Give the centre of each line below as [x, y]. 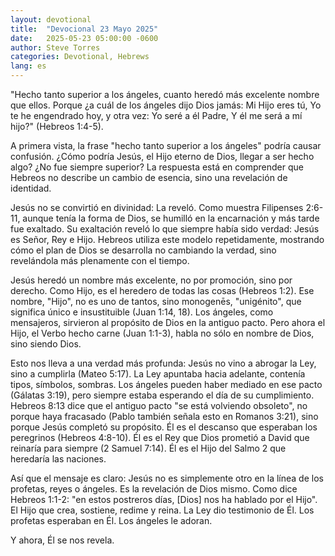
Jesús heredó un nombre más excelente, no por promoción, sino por [151, 280]
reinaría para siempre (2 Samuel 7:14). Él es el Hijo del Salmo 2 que [148, 448]
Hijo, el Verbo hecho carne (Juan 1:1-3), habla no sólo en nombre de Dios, [162, 333]
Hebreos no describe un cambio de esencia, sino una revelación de [149, 177]
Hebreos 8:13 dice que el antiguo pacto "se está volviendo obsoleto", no [159, 405]
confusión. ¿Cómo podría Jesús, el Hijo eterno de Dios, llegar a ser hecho [162, 156]
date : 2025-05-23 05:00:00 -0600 [84, 38]
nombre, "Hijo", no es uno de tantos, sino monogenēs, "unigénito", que [156, 301]
